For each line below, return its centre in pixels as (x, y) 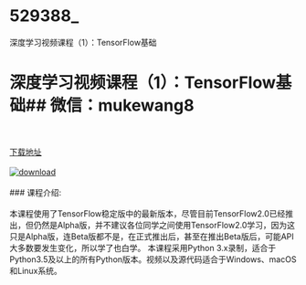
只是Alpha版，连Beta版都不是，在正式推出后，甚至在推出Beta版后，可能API (152, 236)
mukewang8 (146, 106)
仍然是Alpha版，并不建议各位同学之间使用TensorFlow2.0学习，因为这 (164, 225)
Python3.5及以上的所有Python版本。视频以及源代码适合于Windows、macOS (153, 259)
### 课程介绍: (36, 192)
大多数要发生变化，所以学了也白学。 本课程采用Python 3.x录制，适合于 (143, 248)
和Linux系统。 (36, 270)
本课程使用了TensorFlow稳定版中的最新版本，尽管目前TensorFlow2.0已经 (148, 213)
